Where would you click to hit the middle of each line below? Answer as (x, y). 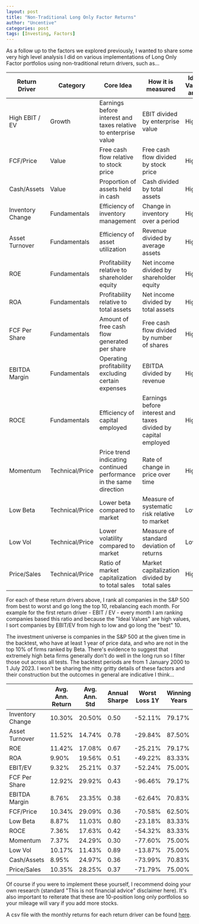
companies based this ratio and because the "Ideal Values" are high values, (98, 619)
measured (161, 89)
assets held (115, 189)
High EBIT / (25, 118)
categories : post (28, 28)
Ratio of (110, 563)
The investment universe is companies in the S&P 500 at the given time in (96, 637)
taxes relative (118, 125)
